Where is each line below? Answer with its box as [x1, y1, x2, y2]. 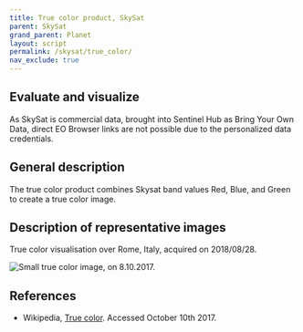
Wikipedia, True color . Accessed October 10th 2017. [22, 312, 217, 324]
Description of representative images [9, 220, 226, 235]
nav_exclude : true [9, 56, 79, 65]
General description [9, 160, 125, 175]
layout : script [9, 38, 68, 48]
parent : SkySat [9, 22, 68, 31]
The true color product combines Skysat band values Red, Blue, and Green [9, 183, 291, 194]
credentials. [9, 133, 54, 144]
